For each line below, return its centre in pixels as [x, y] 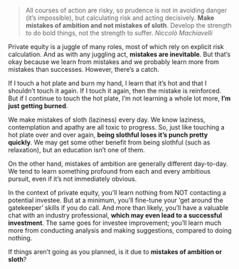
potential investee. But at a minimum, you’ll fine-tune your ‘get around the [116, 200]
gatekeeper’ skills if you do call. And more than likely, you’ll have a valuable [118, 208]
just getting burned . [38, 106]
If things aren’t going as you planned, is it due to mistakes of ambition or [115, 252]
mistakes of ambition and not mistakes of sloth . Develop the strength [128, 25]
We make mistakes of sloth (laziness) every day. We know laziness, [107, 120]
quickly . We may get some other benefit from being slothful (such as [109, 142]
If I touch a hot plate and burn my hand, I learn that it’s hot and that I [107, 83]
